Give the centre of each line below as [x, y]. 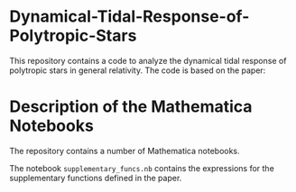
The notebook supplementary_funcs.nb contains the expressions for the [142, 168]
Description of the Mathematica [131, 107]
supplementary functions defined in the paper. [96, 178]
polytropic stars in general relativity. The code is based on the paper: [138, 70]
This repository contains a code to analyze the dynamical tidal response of [148, 60]
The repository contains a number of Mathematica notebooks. [125, 151]
